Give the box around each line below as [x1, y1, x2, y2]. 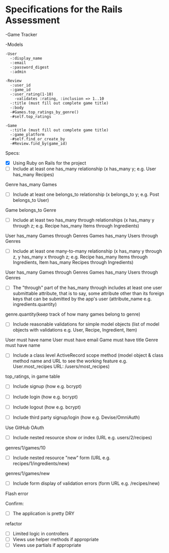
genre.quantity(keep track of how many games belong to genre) [5, 311, 141, 317]
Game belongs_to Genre [5, 207, 56, 213]
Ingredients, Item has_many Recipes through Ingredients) [12, 259, 134, 265]
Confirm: [5, 500, 24, 506]
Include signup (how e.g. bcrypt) [12, 383, 82, 390]
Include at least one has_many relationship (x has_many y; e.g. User [12, 166, 156, 172]
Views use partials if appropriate [12, 542, 81, 548]
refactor [5, 520, 23, 526]
